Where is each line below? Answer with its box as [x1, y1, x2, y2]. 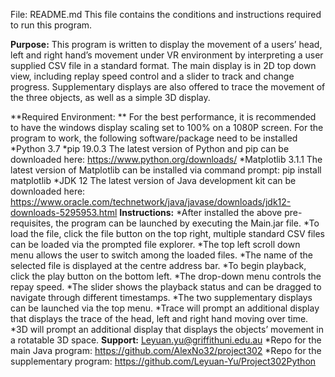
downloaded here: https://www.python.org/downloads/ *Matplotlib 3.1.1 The [10, 154, 323, 165]
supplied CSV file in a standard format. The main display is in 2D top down [10, 60, 317, 71]
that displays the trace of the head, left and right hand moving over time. [10, 313, 309, 324]
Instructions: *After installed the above [119, 207, 283, 218]
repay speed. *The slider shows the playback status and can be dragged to [10, 281, 322, 293]
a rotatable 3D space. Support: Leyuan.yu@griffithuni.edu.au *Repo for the [10, 334, 322, 346]
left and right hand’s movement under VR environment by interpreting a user [10, 49, 324, 61]
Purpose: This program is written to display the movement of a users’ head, [10, 39, 323, 50]
